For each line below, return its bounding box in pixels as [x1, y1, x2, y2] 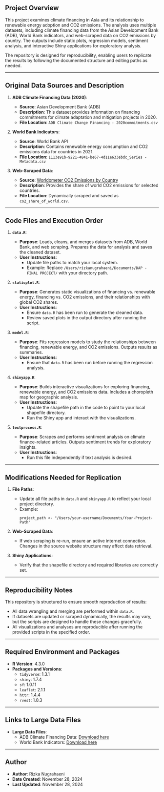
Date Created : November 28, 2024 [12, 776, 83, 782]
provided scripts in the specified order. [12, 629, 90, 635]
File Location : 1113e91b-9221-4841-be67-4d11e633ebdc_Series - [19, 154, 147, 160]
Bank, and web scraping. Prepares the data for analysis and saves [19, 244, 153, 250]
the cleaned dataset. [19, 249, 61, 255]
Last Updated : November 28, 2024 [12, 781, 83, 787]
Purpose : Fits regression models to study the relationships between [19, 339, 156, 345]
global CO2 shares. [19, 299, 59, 305]
